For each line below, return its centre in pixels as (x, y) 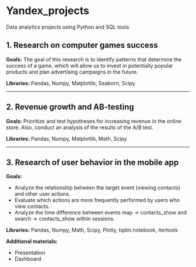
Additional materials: (32, 241)
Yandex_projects (48, 11)
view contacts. (32, 206)
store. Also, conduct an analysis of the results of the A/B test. (80, 127)
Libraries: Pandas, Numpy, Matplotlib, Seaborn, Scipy (71, 83)
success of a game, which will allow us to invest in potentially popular (90, 65)
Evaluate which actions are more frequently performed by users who (97, 200)
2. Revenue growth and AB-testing (70, 107)
